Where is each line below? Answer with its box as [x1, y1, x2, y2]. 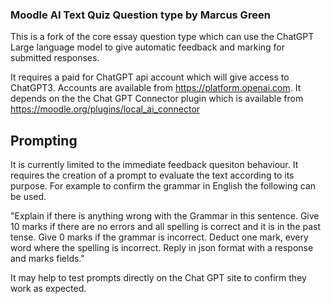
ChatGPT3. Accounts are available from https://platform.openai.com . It [10, 82, 302, 94]
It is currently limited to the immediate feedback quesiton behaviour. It [10, 159, 299, 171]
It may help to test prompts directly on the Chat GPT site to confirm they [10, 272, 307, 284]
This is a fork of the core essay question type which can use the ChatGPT [10, 31, 315, 43]
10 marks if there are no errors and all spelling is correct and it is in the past [10, 221, 322, 233]
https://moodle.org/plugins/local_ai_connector [10, 103, 201, 115]
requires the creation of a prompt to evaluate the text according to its [10, 169, 295, 182]
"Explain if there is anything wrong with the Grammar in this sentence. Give [10, 210, 320, 222]
